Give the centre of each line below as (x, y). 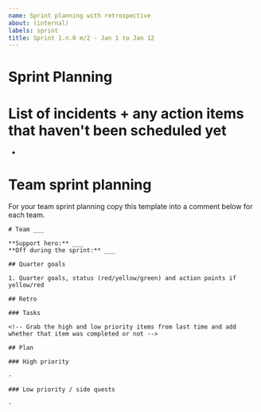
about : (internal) (39, 23)
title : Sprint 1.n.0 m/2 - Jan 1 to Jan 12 (82, 38)
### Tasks (25, 313)
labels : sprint (33, 30)
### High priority (39, 362)
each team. (27, 215)
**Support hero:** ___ (46, 243)
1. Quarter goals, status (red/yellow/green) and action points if (123, 278)
